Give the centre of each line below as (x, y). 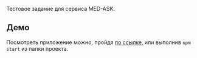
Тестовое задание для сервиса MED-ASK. (61, 9)
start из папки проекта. (37, 48)
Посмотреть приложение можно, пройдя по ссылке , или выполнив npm (99, 42)
